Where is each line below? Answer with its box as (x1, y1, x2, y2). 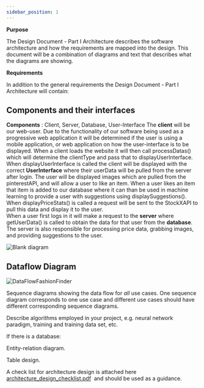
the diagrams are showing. (6, 57, 73, 64)
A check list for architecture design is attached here (6, 368, 137, 376)
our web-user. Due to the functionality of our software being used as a (6, 128, 184, 135)
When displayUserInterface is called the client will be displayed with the (6, 160, 188, 168)
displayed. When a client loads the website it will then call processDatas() (6, 147, 191, 155)
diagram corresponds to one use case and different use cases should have (6, 296, 195, 304)
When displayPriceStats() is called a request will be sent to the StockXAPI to (6, 200, 199, 207)
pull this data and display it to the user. (6, 206, 104, 213)
